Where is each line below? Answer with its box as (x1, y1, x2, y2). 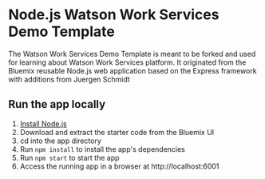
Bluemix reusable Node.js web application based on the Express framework (8, 66, 257, 75)
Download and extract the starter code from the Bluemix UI (19, 127, 215, 137)
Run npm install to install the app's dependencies (19, 144, 186, 153)
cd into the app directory (19, 136, 101, 145)
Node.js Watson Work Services (8, 6, 220, 24)
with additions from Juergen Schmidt (8, 74, 130, 84)
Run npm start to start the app (19, 153, 120, 162)
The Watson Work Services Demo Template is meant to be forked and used (8, 49, 256, 58)
